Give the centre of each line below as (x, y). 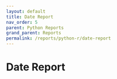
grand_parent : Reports (34, 33)
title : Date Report (30, 17)
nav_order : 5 (22, 22)
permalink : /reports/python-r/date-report (58, 38)
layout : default (26, 11)
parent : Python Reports (35, 28)
